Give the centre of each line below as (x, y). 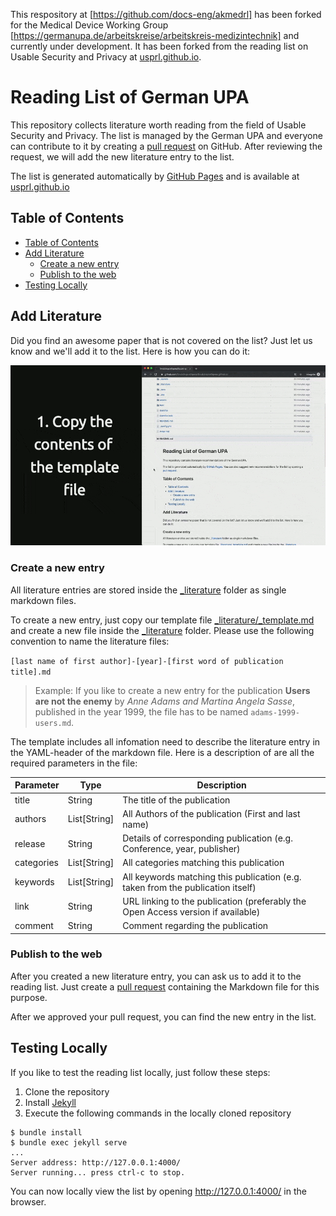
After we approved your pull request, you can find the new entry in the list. (163, 1016)
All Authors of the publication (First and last (211, 813)
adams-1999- (275, 712)
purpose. (29, 997)
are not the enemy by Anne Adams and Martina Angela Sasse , (165, 701)
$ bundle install (46, 1132)
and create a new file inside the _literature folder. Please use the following (162, 630)
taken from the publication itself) (189, 887)
